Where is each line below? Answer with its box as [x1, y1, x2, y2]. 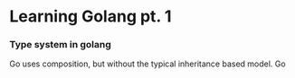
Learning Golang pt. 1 [9, 6, 172, 27]
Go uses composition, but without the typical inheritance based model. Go [9, 58, 287, 69]
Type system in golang [9, 39, 111, 51]
